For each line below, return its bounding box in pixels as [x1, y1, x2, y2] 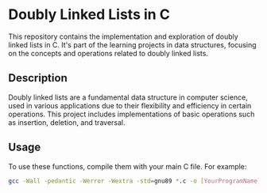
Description [8, 71, 68, 85]
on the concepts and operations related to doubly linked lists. [8, 48, 209, 58]
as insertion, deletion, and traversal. [8, 117, 126, 127]
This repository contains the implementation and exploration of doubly [8, 32, 238, 41]
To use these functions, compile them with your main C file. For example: [8, 161, 247, 171]
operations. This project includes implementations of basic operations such [8, 109, 255, 119]
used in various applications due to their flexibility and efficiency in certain [8, 100, 252, 110]
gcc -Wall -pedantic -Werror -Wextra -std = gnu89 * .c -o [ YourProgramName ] [8, 176, 261, 185]
